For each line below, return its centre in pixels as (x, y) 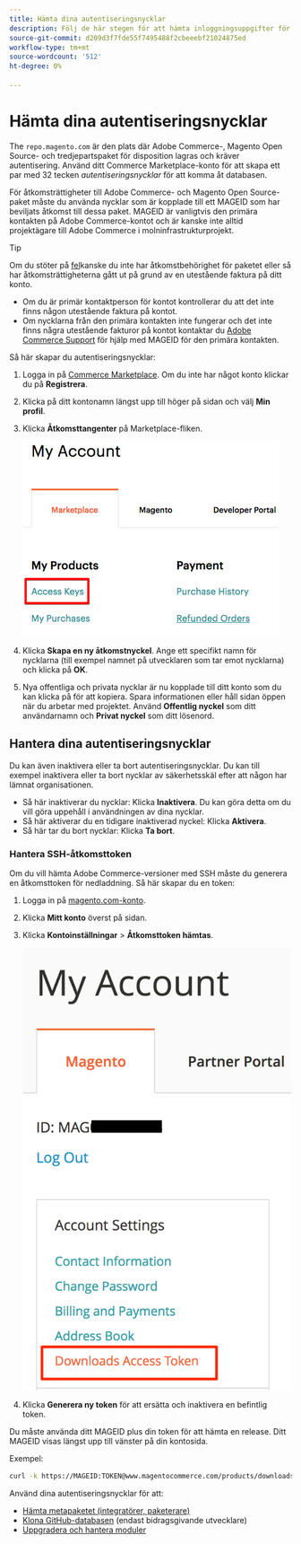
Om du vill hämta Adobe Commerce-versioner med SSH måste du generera (149, 873)
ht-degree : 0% (36, 66)
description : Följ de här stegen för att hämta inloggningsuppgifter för (150, 28)
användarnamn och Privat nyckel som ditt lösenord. (118, 715)
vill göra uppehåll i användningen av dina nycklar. (113, 811)
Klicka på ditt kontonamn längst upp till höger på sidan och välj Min (146, 401)
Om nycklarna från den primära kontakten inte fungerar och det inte (147, 320)
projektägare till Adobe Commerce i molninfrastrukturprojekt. (122, 230)
